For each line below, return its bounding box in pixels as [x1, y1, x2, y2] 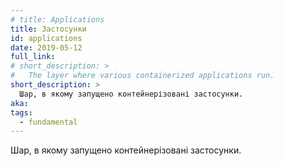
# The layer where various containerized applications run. [10, 71, 275, 81]
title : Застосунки [10, 24, 87, 34]
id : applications [10, 33, 83, 43]
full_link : [10, 52, 56, 62]
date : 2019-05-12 [10, 42, 83, 53]
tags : [10, 107, 33, 118]
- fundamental [19, 117, 78, 127]
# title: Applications [10, 14, 105, 25]
